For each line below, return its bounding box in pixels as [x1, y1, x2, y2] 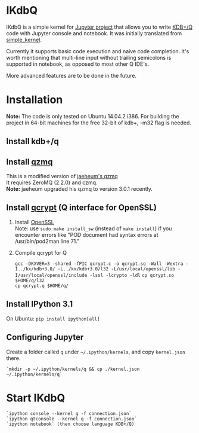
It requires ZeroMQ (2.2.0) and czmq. [6, 179, 98, 186]
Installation [6, 93, 63, 106]
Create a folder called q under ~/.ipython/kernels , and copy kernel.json [6, 348, 186, 355]
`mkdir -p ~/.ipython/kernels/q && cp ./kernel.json [6, 366, 140, 372]
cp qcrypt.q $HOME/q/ [14, 282, 69, 289]
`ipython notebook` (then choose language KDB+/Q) [6, 421, 135, 428]
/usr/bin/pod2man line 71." [14, 237, 80, 245]
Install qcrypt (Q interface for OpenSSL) [6, 203, 157, 213]
